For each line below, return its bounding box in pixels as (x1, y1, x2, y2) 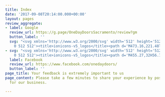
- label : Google (5, 25, 38, 30)
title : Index (5, 7, 32, 12)
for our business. (9, 80, 48, 85)
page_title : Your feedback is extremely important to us (5, 71, 124, 76)
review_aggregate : (5, 21, 43, 26)
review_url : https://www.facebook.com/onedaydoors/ (9, 62, 118, 67)
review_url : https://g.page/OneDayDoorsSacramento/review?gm (9, 30, 137, 35)
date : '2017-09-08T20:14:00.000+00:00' (5, 12, 87, 17)
